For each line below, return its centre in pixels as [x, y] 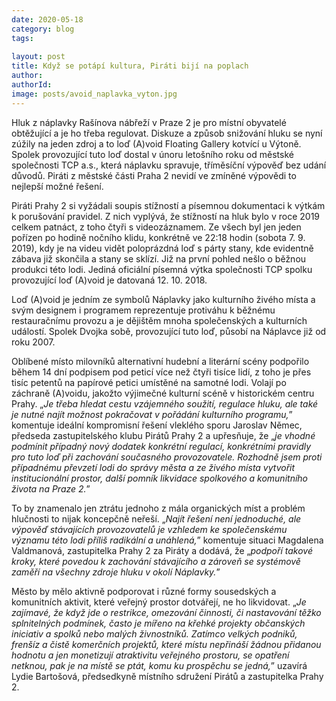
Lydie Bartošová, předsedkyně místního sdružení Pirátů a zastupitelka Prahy [167, 676]
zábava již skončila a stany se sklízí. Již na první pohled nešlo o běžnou [159, 258]
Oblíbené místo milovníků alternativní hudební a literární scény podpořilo [160, 361]
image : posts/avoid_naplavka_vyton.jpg [94, 94]
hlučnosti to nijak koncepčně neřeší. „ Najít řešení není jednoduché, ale [156, 518]
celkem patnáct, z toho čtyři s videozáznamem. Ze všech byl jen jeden [156, 227]
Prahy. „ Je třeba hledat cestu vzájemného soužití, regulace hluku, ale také [165, 403]
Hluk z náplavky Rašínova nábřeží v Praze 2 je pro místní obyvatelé [149, 122]
